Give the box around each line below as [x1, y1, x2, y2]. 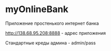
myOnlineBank [5, 4, 68, 15]
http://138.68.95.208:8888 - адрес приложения [5, 30, 106, 36]
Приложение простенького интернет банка [5, 20, 99, 26]
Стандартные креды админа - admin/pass [5, 39, 96, 46]
